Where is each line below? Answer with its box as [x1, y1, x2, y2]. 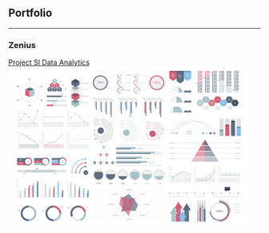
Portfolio [8, 6, 53, 20]
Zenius [8, 39, 36, 50]
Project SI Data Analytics [8, 57, 90, 67]
